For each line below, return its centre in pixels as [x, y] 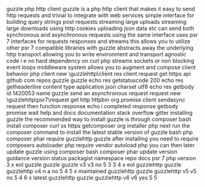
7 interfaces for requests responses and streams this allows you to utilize [99, 41]
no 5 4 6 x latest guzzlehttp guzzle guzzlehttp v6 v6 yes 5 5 [82, 178]
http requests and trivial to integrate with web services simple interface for [100, 15]
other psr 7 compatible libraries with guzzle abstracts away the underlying [100, 48]
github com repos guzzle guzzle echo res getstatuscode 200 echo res [95, 80]
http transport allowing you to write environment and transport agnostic [96, 54]
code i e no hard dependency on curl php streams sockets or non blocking [100, 61]
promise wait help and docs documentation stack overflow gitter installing [99, 113]
